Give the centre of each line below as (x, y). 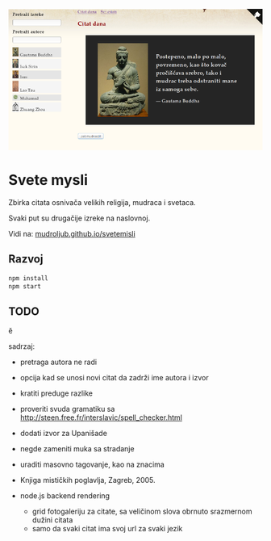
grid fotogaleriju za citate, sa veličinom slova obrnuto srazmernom (142, 512)
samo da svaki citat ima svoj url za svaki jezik (107, 529)
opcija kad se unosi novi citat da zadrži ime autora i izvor (114, 378)
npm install (28, 279)
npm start (25, 287)
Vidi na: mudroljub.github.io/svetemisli (72, 233)
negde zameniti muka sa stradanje (77, 449)
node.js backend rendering (65, 496)
